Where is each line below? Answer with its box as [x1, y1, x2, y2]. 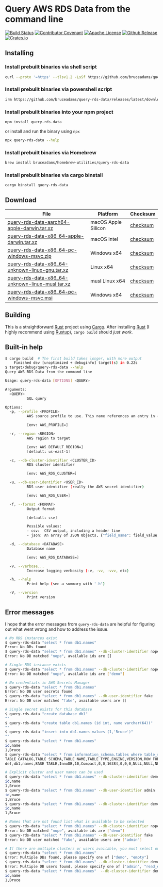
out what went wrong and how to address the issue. [5, 626, 109, 632]
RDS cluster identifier [26, 462, 75, 467]
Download [5, 196, 36, 204]
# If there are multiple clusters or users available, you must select [5, 846, 153, 851]
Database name [26, 546, 55, 551]
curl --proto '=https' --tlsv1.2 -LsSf [5, 74, 86, 80]
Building [5, 311, 31, 319]
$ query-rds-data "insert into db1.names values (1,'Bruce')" [5, 729, 133, 735]
